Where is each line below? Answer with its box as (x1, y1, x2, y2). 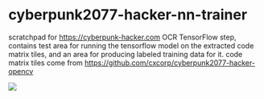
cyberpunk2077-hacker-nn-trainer (8, 6, 248, 24)
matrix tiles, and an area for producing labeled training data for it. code (8, 49, 243, 59)
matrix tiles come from (8, 58, 83, 68)
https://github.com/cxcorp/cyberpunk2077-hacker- (84, 58, 256, 68)
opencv (8, 66, 34, 76)
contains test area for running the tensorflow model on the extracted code (8, 40, 254, 50)
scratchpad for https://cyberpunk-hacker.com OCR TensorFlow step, (8, 32, 237, 42)
